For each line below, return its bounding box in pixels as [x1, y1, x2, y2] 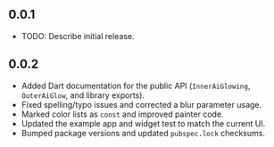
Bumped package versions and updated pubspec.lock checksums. [21, 127, 265, 138]
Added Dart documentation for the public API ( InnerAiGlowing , [21, 80, 251, 91]
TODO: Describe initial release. [21, 30, 135, 41]
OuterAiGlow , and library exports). [21, 89, 145, 101]
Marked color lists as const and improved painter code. [21, 109, 224, 119]
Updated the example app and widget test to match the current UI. [21, 118, 266, 128]
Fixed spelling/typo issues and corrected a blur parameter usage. [21, 99, 262, 110]
